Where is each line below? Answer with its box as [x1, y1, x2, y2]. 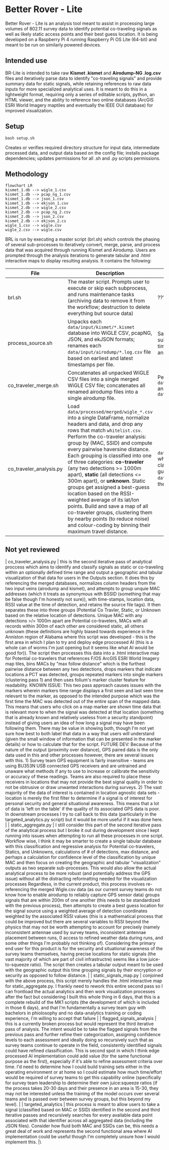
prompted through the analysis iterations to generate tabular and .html [5, 252, 151, 258]
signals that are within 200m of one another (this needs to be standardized [5, 897, 160, 903]
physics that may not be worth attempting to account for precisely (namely [5, 924, 160, 930]
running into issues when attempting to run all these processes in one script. [5, 833, 164, 839]
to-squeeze [5, 962, 29, 968]
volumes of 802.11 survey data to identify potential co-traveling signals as [5, 25, 157, 31]
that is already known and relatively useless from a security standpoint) [5, 715, 153, 721]
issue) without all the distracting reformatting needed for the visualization [5, 876, 157, 882]
